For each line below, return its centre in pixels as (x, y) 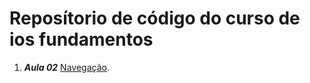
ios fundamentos (81, 39)
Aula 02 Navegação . (66, 67)
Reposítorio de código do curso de (155, 18)
